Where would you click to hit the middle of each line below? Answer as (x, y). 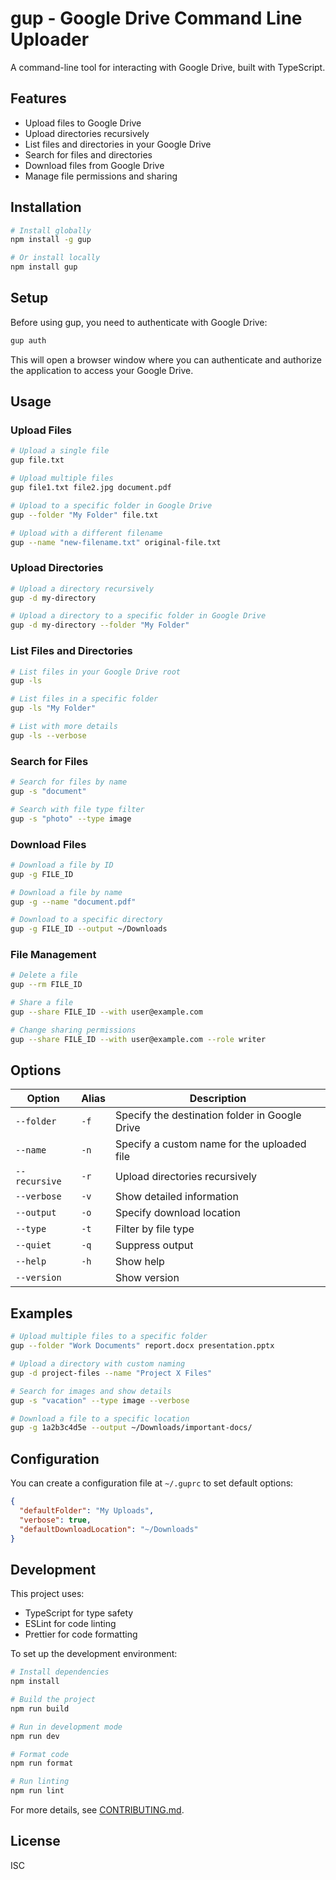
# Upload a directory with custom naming (98, 1364)
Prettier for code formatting (81, 1634)
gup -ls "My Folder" (53, 708)
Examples (41, 1313)
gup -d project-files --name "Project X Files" (111, 1373)
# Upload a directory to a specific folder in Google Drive (138, 616)
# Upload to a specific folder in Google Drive (111, 505)
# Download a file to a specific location (100, 1418)
